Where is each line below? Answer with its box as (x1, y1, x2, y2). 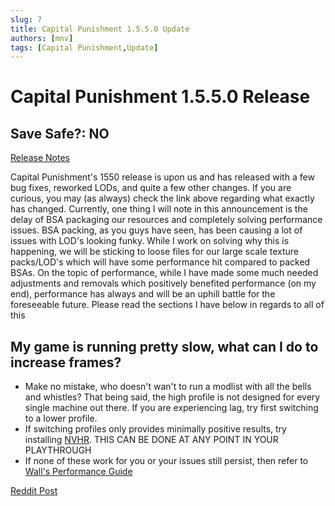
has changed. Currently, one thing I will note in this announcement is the (10, 203, 308, 215)
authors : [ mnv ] (10, 33, 74, 43)
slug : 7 (10, 14, 43, 25)
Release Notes (10, 152, 70, 164)
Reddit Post (10, 485, 58, 497)
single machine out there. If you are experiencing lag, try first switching (24, 402, 319, 414)
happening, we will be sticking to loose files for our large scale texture (10, 246, 299, 258)
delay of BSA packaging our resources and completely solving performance (10, 214, 323, 226)
